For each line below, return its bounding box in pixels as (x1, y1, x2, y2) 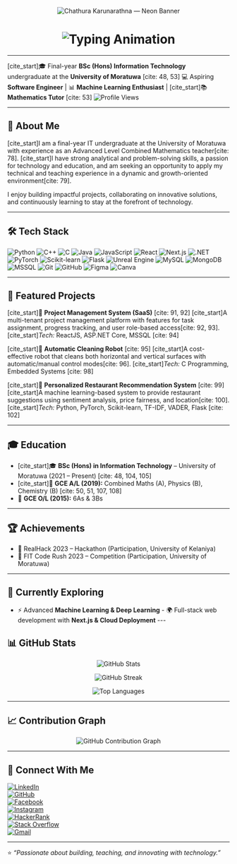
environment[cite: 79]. (7, 176, 72, 185)
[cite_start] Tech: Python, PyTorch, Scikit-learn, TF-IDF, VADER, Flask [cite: (7, 403, 224, 412)
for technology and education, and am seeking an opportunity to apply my (7, 161, 224, 169)
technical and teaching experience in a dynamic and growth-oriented (7, 169, 208, 177)
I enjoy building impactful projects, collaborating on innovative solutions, (7, 190, 217, 198)
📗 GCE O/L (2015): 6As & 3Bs (17, 494, 104, 503)
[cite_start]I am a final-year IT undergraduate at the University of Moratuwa (7, 138, 226, 148)
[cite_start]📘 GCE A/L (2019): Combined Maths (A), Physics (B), (17, 479, 203, 488)
